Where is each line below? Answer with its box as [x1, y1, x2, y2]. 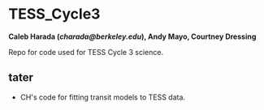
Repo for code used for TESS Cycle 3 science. [8, 47, 164, 57]
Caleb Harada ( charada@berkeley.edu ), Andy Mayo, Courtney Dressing [8, 32, 257, 41]
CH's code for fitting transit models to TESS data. [19, 92, 185, 102]
